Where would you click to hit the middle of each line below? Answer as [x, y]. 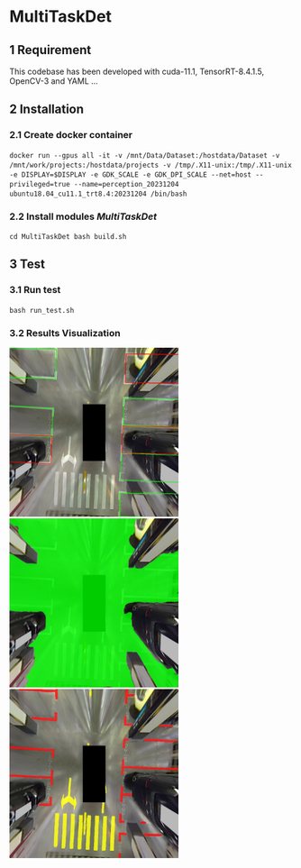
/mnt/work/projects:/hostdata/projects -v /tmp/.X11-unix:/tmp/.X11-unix [151, 165]
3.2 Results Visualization [65, 333]
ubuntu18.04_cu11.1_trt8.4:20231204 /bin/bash [98, 194]
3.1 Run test [35, 290]
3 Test [27, 265]
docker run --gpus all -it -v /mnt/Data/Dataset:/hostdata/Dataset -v [145, 155]
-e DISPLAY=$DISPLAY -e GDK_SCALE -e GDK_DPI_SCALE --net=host [131, 174]
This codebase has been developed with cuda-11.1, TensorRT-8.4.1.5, [137, 71]
